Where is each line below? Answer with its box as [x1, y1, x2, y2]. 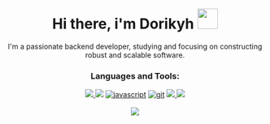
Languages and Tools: [90, 70, 180, 81]
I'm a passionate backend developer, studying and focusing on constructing [7, 41, 263, 51]
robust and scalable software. [85, 49, 185, 60]
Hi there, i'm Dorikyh [52, 15, 195, 33]
